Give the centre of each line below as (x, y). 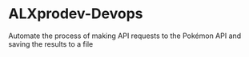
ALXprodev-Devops (76, 14)
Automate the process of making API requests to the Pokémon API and (125, 36)
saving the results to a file (51, 44)
